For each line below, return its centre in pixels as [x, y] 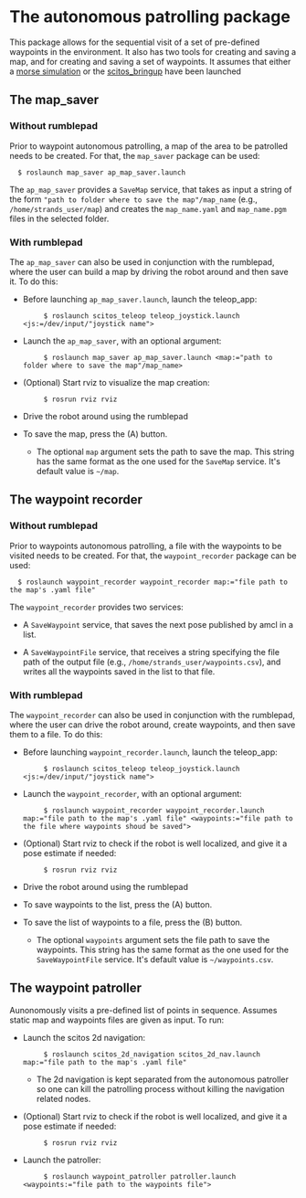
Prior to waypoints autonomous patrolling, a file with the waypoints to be [146, 546]
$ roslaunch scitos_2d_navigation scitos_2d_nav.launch [152, 1054]
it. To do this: [34, 281]
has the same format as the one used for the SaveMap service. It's [158, 461]
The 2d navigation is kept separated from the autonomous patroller [163, 1079]
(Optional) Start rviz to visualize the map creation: [116, 382]
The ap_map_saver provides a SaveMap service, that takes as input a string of [151, 189]
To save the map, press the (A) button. [95, 434]
